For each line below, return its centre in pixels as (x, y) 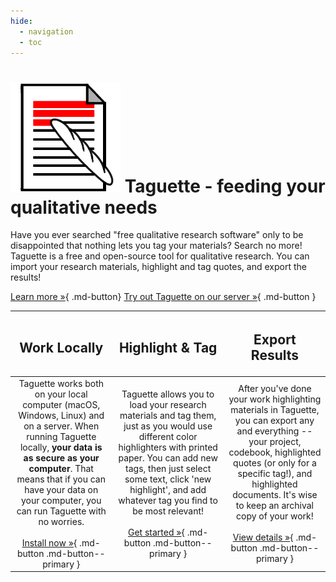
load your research (168, 404)
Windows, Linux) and (61, 415)
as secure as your (61, 457)
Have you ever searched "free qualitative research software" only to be (157, 235)
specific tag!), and (275, 474)
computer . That (61, 468)
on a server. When (61, 426)
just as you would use (168, 426)
